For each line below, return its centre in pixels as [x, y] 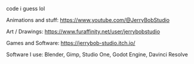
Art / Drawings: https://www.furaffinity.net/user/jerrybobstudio [83, 31]
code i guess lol [26, 9]
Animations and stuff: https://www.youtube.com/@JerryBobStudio [88, 20]
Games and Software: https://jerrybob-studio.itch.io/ [71, 43]
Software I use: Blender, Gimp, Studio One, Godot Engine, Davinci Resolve [97, 55]
